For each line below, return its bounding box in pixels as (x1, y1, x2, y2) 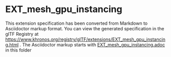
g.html (5, 41, 19, 47)
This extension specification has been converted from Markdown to (5, 20, 148, 26)
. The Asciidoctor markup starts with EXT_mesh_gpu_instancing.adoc (19, 41, 165, 47)
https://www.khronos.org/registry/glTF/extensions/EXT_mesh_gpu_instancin (5, 36, 166, 42)
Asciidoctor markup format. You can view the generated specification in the (5, 25, 164, 31)
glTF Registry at (5, 31, 39, 37)
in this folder (5, 47, 32, 53)
